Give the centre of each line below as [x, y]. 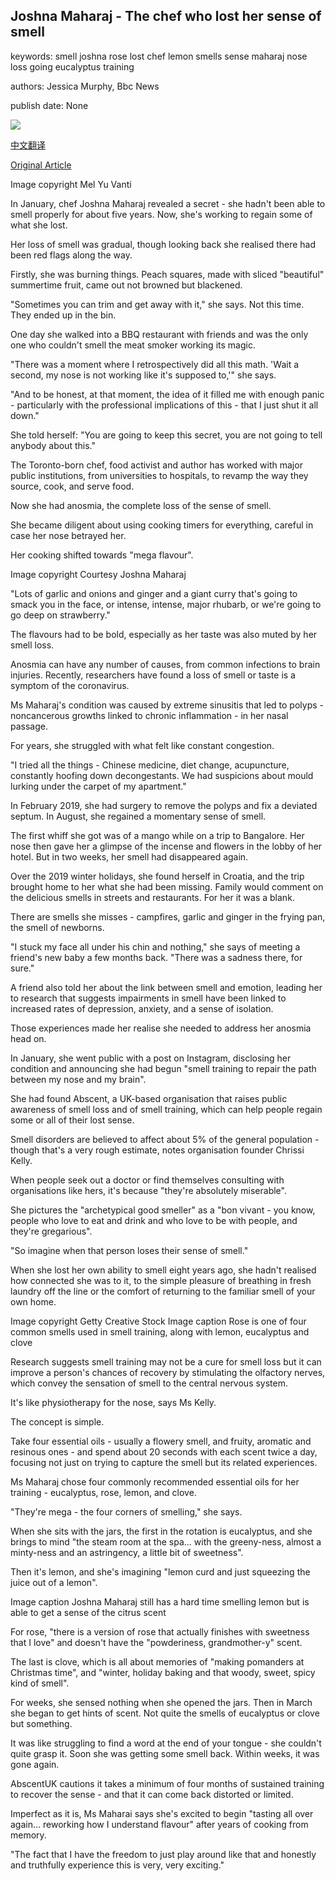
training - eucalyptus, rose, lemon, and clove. [103, 1492]
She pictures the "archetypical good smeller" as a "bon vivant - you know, [163, 1210]
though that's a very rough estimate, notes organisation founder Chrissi [157, 1150]
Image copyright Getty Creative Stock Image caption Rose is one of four [158, 1321]
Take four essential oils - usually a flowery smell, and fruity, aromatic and [161, 1441]
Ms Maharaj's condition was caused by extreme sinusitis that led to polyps [164, 705]
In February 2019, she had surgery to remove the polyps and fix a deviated [164, 805]
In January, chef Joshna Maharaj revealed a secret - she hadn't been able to [168, 203]
